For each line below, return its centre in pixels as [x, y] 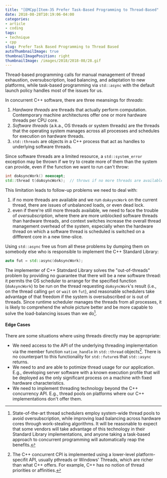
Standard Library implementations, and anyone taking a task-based [81, 434]
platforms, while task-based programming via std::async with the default [80, 85]
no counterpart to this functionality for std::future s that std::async [82, 357]
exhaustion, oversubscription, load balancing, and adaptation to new [75, 80]
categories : [17, 19]
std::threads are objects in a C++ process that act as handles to [79, 142]
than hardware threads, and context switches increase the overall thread [87, 221]
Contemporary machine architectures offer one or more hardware [80, 115]
